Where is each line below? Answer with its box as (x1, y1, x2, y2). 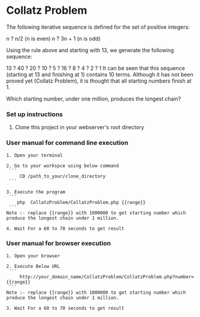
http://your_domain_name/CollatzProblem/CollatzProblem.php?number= (19, 273, 195, 280)
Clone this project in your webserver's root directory (14, 124, 145, 131)
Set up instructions (6, 110, 63, 118)
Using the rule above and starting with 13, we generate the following (6, 46, 174, 54)
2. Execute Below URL (6, 263, 60, 269)
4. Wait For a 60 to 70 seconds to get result (6, 225, 125, 231)
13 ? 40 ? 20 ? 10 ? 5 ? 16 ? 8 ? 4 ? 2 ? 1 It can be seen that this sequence (6, 64, 186, 72)
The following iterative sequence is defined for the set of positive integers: (6, 23, 190, 31)
